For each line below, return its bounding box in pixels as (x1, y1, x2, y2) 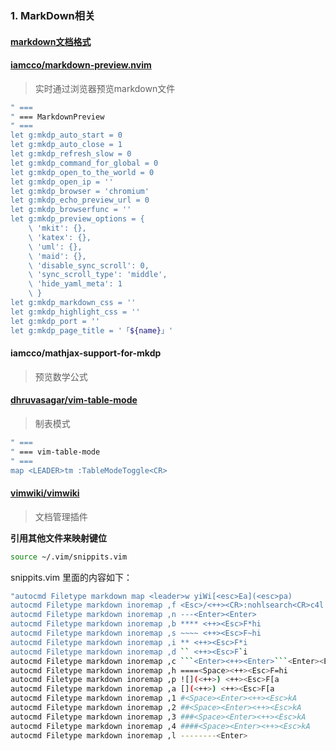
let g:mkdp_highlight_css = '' (10, 307, 141, 317)
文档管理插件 (34, 510, 88, 522)
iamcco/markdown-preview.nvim (10, 59, 152, 71)
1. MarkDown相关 (10, 8, 96, 22)
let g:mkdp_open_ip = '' (10, 177, 114, 187)
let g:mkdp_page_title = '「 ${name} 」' (10, 325, 174, 336)
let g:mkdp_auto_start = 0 (10, 130, 123, 141)
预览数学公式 (34, 370, 88, 382)
